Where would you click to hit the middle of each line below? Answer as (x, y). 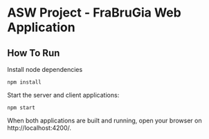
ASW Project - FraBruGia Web (94, 13)
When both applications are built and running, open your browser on (104, 120)
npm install (24, 82)
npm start (21, 108)
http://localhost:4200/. (39, 128)
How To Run (34, 53)
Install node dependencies (45, 69)
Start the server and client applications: (63, 95)
